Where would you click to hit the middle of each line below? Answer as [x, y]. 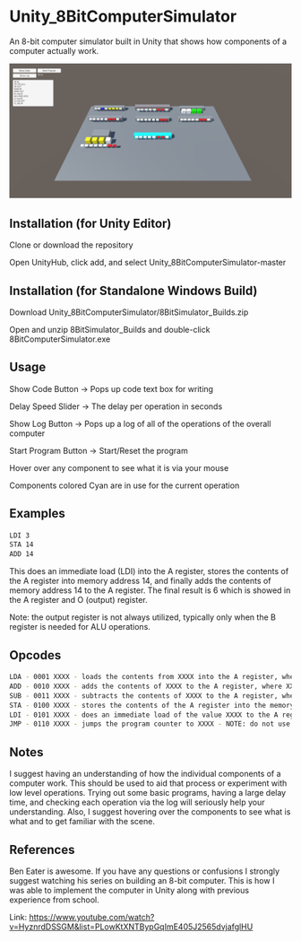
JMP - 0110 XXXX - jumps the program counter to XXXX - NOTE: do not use [150, 724]
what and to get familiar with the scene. [82, 822]
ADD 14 [21, 554]
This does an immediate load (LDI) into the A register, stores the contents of [149, 571]
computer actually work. [54, 50]
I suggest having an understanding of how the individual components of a [145, 774]
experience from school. [55, 900]
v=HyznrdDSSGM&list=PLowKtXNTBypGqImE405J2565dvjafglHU [131, 927]
